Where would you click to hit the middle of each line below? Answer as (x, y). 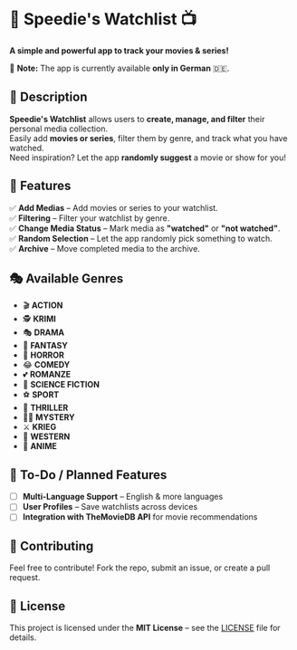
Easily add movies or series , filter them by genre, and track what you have (148, 138)
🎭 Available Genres (67, 278)
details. (23, 637)
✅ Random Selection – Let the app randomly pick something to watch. (141, 238)
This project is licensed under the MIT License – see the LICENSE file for (145, 628)
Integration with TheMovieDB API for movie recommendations (140, 517)
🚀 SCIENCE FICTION (61, 385)
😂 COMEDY (46, 365)
